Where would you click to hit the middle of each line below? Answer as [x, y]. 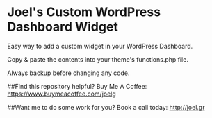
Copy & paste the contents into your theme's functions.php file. [98, 59]
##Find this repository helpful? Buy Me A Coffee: [77, 86]
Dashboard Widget [63, 27]
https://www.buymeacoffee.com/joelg [62, 94]
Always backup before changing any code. [68, 73]
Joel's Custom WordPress [84, 12]
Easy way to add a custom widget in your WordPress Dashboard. [100, 46]
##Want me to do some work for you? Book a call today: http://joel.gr [106, 107]
